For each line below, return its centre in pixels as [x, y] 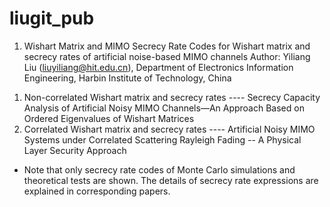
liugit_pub [52, 18]
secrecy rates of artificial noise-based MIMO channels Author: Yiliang [167, 56]
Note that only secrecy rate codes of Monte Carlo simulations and [159, 169]
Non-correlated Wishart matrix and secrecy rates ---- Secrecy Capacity [172, 97]
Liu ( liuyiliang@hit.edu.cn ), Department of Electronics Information [158, 67]
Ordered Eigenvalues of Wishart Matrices [109, 118]
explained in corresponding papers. [97, 191]
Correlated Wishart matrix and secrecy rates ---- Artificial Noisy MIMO [169, 129]
